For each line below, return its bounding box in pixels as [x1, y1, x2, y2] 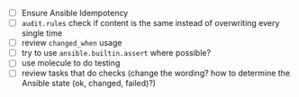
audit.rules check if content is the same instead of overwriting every [21, 18, 280, 29]
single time [21, 28, 63, 39]
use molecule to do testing [21, 57, 121, 68]
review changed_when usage [21, 38, 122, 48]
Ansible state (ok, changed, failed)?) [21, 78, 157, 89]
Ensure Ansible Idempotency [21, 8, 129, 18]
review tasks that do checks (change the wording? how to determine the [21, 67, 290, 79]
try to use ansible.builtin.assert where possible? [21, 48, 212, 58]
